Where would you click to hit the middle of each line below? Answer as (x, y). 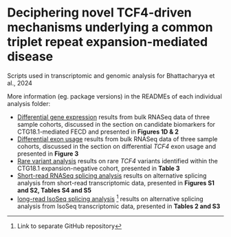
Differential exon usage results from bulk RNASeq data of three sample (117, 138)
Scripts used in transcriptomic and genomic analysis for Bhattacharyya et (111, 75)
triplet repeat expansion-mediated (108, 42)
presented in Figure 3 (48, 154)
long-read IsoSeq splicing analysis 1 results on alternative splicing (110, 198)
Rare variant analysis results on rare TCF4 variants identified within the (117, 161)
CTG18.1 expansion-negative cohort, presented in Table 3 (98, 168)
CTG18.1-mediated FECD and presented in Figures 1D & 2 (98, 132)
